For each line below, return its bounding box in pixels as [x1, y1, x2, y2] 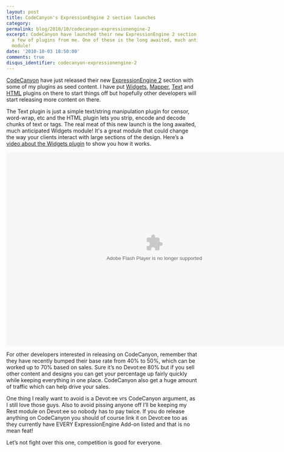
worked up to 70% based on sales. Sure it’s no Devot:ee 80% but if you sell [6, 363, 195, 371]
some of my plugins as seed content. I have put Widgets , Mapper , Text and [6, 83, 194, 90]
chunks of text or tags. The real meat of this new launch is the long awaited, [6, 120, 196, 128]
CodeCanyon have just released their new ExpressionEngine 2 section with [6, 77, 194, 84]
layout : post [6, 9, 39, 15]
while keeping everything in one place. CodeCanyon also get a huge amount [6, 376, 197, 383]
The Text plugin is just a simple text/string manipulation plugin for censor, [6, 108, 190, 115]
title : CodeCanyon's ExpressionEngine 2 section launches [6, 15, 156, 21]
